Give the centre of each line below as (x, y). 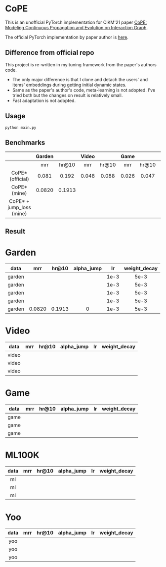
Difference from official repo (50, 53)
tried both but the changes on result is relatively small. (67, 95)
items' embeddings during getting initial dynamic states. (69, 85)
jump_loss (19, 207)
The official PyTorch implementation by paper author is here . (67, 37)
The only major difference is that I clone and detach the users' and (80, 79)
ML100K (22, 455)
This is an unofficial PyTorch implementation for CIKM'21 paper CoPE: (76, 22)
